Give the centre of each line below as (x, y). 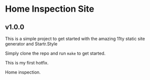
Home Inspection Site (50, 9)
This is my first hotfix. (27, 63)
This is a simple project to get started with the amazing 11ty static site (75, 39)
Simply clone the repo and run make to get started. (55, 53)
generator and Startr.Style (31, 44)
